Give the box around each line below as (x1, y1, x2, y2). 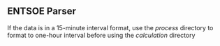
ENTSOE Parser (7, 5, 77, 17)
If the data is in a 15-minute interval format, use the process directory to (7, 23, 214, 32)
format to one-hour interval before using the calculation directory (7, 31, 196, 39)
